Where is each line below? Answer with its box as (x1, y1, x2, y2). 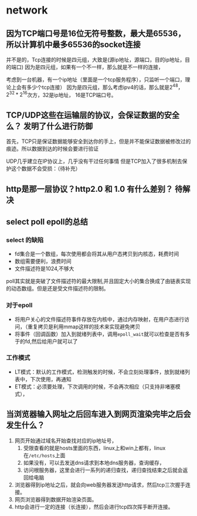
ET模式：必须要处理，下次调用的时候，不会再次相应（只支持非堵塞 (14, 383, 176, 390)
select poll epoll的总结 (6, 217, 88, 227)
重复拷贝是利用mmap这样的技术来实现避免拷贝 (27, 323, 141, 330)
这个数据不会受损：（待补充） (11, 165, 81, 172)
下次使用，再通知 (30, 375, 72, 382)
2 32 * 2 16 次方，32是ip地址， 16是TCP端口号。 (6, 90, 117, 98)
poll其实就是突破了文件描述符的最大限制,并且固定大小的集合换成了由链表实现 (6, 278, 191, 285)
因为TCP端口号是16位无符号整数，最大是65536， (6, 28, 186, 38)
